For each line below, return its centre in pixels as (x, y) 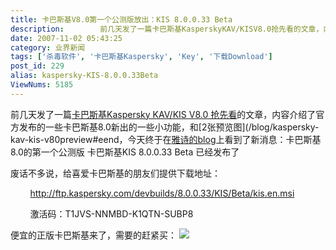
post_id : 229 (37, 66)
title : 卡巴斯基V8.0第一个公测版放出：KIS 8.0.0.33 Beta (121, 19)
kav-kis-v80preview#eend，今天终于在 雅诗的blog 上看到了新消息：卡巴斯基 (166, 139)
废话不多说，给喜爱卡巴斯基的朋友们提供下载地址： (115, 173)
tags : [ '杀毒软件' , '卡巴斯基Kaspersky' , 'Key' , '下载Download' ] (141, 57)
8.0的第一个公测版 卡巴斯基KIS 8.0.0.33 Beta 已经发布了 (125, 152)
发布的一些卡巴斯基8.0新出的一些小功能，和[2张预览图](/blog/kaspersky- (169, 127)
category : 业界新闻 (48, 47)
